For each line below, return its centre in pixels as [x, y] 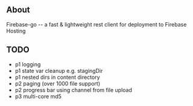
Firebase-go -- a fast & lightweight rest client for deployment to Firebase [96, 24]
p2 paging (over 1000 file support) [58, 83]
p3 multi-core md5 [38, 96]
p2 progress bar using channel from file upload [74, 90]
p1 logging [28, 64]
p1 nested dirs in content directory [58, 77]
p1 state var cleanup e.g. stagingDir [59, 70]
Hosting [16, 31]
